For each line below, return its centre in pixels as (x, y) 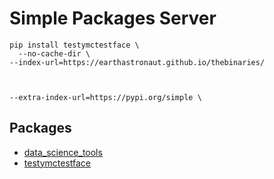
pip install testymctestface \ (74, 45)
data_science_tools (63, 152)
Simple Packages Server (113, 18)
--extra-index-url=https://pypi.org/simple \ (105, 97)
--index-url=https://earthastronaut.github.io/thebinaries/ (137, 62)
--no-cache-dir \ (54, 53)
